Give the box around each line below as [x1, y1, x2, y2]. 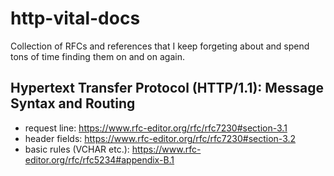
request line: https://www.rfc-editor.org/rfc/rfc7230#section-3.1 [24, 122, 288, 134]
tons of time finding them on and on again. [10, 50, 185, 62]
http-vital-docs [10, 7, 141, 30]
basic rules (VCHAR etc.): [24, 143, 130, 155]
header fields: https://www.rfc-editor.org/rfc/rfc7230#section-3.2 [24, 132, 297, 144]
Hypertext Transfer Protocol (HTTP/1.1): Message [10, 80, 324, 97]
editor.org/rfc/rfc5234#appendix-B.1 [24, 153, 175, 166]
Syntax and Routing [10, 95, 136, 112]
